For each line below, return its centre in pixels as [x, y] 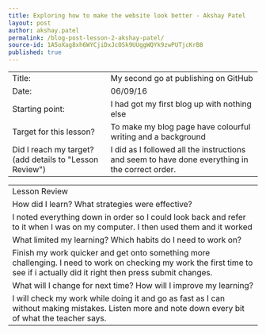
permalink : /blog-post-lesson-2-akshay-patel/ [86, 38]
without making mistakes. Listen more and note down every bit [129, 308]
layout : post [30, 23]
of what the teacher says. [59, 318]
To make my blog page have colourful [180, 127]
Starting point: [38, 109]
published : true [35, 52]
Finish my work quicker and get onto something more [111, 253]
